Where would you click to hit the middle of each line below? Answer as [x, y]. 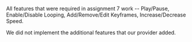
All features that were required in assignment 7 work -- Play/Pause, [88, 9]
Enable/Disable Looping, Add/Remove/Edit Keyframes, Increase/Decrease [96, 15]
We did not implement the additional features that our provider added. [91, 33]
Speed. [15, 21]
